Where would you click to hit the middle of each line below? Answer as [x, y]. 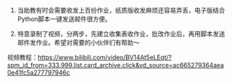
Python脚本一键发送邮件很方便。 [64, 19]
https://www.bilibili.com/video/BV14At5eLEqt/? [105, 57]
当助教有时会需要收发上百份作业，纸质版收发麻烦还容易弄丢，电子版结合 [121, 10]
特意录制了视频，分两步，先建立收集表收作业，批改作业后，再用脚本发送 [121, 34]
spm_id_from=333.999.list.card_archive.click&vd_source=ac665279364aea [116, 65]
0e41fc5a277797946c [39, 73]
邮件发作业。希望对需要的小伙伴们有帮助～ [78, 43]
